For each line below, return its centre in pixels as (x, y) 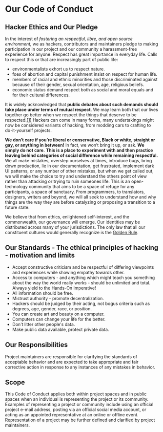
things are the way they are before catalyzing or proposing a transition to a (80, 202)
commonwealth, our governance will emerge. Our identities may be (73, 222)
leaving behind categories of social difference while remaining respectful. (81, 155)
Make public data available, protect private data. (61, 329)
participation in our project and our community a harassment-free (71, 49)
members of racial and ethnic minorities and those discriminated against (85, 79)
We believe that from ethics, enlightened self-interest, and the (67, 217)
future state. (17, 207)
